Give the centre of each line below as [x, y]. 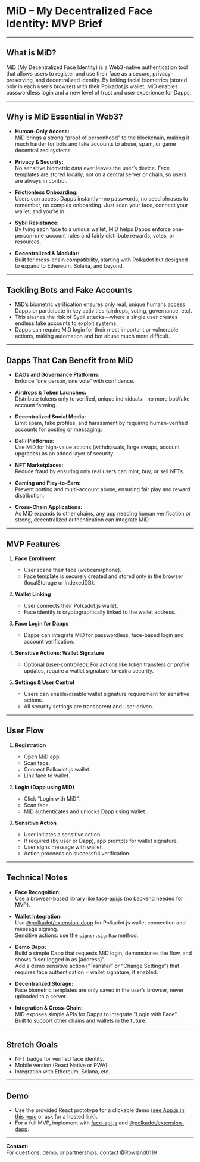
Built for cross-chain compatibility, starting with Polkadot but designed [101, 260]
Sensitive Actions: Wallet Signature [60, 653]
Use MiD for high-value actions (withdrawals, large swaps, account [97, 447]
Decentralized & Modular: [47, 253]
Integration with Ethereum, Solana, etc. [62, 1072]
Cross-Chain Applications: [49, 507]
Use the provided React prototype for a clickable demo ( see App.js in [99, 1110]
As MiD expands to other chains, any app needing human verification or [103, 514]
